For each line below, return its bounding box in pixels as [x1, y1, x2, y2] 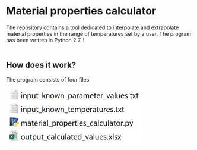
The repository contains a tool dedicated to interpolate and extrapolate [6, 24, 179, 31]
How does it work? [6, 60, 77, 70]
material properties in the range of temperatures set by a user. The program [6, 30, 192, 37]
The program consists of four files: [6, 76, 91, 83]
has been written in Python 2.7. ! [6, 36, 85, 43]
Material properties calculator [6, 4, 157, 18]
